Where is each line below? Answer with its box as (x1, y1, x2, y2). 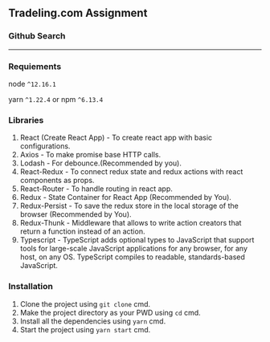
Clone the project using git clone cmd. (19, 299, 151, 308)
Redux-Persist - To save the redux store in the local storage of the (19, 201, 239, 211)
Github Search (8, 31, 66, 42)
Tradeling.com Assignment (8, 6, 148, 20)
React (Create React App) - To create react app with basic (19, 132, 213, 143)
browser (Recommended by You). (19, 210, 132, 219)
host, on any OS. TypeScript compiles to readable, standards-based (19, 252, 245, 262)
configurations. (19, 141, 71, 151)
